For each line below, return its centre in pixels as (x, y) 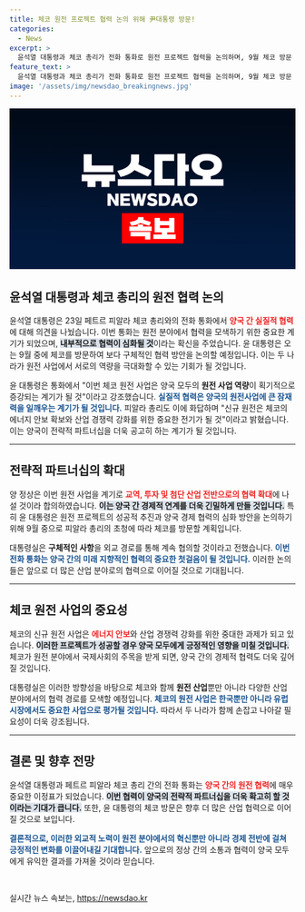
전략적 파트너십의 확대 (67, 471)
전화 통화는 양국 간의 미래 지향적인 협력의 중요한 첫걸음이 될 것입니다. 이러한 (142, 559)
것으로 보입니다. (47, 818)
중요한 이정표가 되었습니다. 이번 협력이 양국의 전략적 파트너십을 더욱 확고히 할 (145, 796)
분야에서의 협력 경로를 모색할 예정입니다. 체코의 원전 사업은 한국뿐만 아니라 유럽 (149, 699)
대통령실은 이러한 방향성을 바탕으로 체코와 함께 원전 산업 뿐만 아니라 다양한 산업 (148, 687)
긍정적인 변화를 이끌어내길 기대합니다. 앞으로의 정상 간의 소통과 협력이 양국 (141, 849)
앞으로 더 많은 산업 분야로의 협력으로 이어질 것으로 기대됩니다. (135, 570)
